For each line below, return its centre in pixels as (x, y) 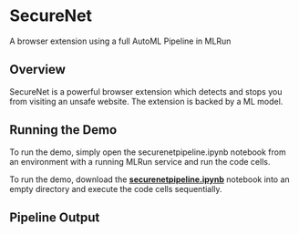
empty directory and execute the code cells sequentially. (116, 188)
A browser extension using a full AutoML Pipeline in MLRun (120, 41)
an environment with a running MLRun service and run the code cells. (140, 161)
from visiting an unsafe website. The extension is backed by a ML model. (146, 101)
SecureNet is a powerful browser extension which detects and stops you (146, 91)
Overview (38, 70)
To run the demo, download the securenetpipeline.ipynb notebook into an (149, 179)
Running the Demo (63, 130)
